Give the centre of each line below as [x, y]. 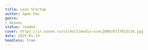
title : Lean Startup [26, 9]
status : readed [20, 27]
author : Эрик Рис [22, 14]
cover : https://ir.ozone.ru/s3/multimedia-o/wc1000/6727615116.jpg [74, 31]
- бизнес [14, 23]
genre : [12, 18]
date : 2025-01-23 [22, 36]
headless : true [20, 40]
